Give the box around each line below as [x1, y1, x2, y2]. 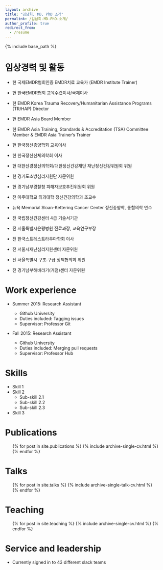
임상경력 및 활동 [5, 62, 65, 74]
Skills [5, 368, 28, 379]
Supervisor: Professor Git [19, 321, 71, 326]
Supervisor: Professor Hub [19, 350, 73, 356]
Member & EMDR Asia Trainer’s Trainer [12, 132, 91, 137]
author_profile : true [5, 21, 49, 26]
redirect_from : [5, 26, 36, 30]
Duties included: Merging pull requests [19, 345, 98, 351]
